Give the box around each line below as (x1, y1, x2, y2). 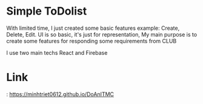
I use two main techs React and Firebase (6, 49, 108, 56)
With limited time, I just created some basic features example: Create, (6, 24, 180, 32)
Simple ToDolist (6, 4, 87, 18)
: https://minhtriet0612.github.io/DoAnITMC (6, 90, 114, 98)
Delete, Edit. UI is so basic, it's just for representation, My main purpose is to (6, 30, 198, 38)
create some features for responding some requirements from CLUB (6, 37, 177, 44)
